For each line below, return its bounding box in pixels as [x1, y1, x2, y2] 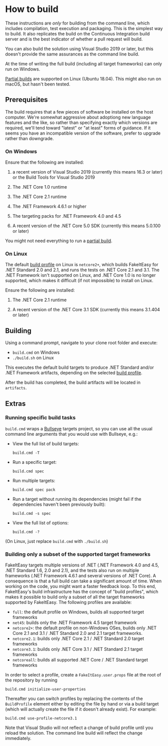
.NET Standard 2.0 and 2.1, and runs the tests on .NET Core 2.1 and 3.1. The [5, 267, 160, 273]
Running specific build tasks [5, 414, 76, 421]
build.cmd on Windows [12, 349, 60, 356]
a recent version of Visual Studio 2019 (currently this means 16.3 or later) [12, 169, 163, 175]
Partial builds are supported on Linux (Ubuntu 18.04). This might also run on [5, 76, 161, 82]
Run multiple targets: [12, 477, 55, 483]
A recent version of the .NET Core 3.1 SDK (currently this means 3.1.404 [12, 307, 160, 313]
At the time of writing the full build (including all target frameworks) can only [5, 61, 162, 67]
